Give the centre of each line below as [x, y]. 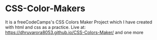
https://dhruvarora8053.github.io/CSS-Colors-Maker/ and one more [74, 32]
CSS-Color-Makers [45, 9]
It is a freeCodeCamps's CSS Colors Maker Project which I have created [79, 22]
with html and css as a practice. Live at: [45, 27]
